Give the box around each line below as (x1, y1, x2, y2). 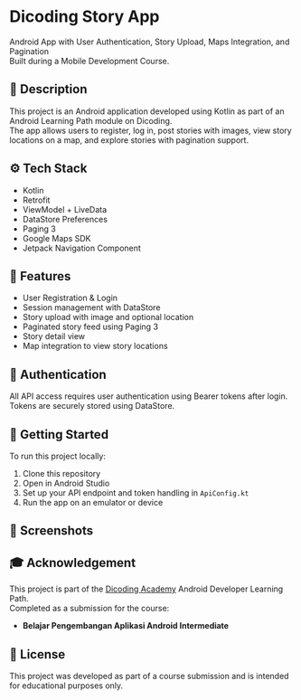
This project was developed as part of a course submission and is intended (9, 671, 289, 682)
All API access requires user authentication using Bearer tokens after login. (9, 391, 288, 402)
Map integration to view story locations (22, 341, 169, 352)
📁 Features (9, 269, 71, 284)
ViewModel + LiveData (22, 203, 108, 214)
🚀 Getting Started (9, 427, 109, 442)
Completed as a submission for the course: (9, 603, 170, 614)
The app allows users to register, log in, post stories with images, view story (9, 125, 292, 136)
